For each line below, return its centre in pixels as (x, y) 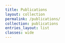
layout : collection (25, 14)
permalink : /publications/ (33, 19)
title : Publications (26, 10)
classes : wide (20, 33)
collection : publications (32, 23)
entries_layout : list (27, 28)
